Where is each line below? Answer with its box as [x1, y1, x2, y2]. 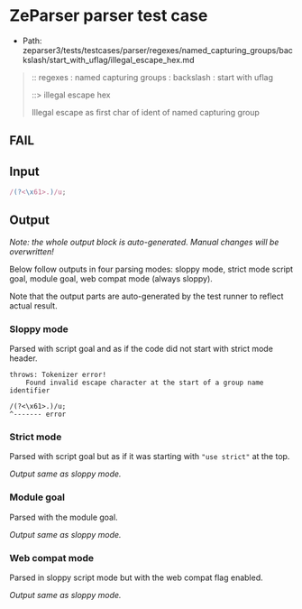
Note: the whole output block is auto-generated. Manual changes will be [9, 236, 279, 247]
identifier [9, 386, 50, 395]
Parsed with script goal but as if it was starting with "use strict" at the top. [9, 451, 290, 462]
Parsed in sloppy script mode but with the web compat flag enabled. [9, 572, 263, 583]
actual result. [9, 300, 58, 311]
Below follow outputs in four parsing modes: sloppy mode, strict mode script [9, 263, 294, 274]
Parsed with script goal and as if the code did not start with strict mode [9, 344, 273, 355]
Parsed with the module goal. [9, 512, 119, 522]
